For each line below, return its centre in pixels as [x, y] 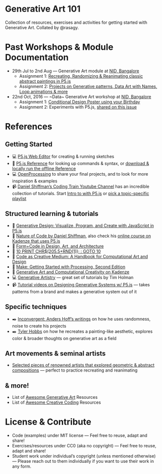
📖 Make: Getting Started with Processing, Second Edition [69, 267]
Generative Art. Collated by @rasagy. [42, 27]
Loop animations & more [44, 91]
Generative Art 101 [43, 9]
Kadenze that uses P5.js [36, 241]
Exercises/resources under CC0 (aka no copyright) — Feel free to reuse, [84, 446]
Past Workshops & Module [59, 47]
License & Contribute [48, 422]
